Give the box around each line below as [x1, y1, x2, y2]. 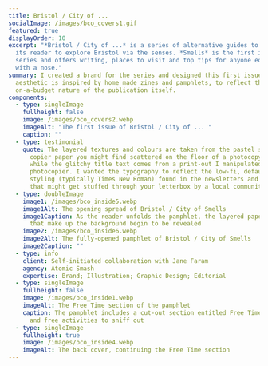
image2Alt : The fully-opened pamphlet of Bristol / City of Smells [22, 235, 251, 243]
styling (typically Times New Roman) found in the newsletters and [29, 175, 259, 184]
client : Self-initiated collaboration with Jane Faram [22, 257, 209, 265]
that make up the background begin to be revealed [29, 220, 202, 228]
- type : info [15, 249, 59, 257]
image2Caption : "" [22, 242, 84, 250]
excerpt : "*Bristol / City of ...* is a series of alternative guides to [8, 42, 259, 50]
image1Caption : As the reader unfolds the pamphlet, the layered [22, 213, 245, 221]
